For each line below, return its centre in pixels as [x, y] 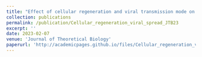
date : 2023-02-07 [28, 34]
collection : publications [38, 17]
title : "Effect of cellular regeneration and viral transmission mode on [101, 12]
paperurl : [19, 45]
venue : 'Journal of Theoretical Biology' [59, 39]
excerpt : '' [21, 28]
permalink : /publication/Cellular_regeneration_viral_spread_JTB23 [93, 23]
